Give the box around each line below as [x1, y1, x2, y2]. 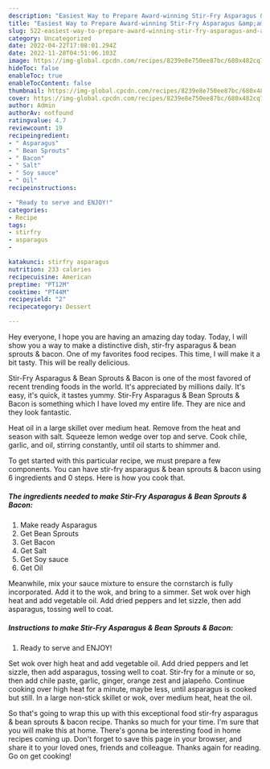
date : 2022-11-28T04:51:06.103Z [8, 49, 117, 57]
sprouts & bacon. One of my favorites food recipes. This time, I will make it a [8, 349, 261, 358]
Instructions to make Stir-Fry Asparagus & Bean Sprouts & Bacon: [8, 622, 234, 632]
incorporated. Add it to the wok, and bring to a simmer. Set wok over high [8, 587, 252, 597]
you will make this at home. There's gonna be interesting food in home [8, 726, 241, 735]
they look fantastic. [8, 407, 72, 417]
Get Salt [19, 545, 47, 556]
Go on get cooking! [8, 750, 72, 761]
